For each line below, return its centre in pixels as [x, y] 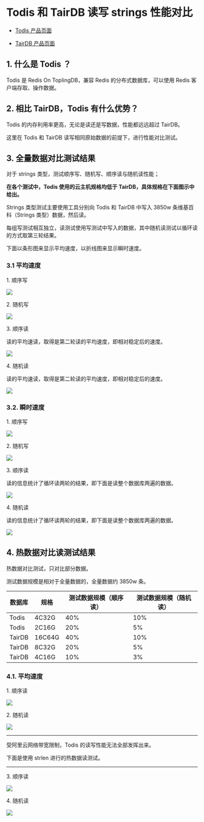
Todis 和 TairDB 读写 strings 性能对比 [100, 12]
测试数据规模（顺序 [96, 597]
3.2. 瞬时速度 [25, 407]
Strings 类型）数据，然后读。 [53, 215]
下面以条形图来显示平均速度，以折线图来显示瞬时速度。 [75, 248]
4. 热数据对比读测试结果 [51, 553]
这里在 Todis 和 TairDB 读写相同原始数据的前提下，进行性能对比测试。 [93, 137]
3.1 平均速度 [24, 266]
